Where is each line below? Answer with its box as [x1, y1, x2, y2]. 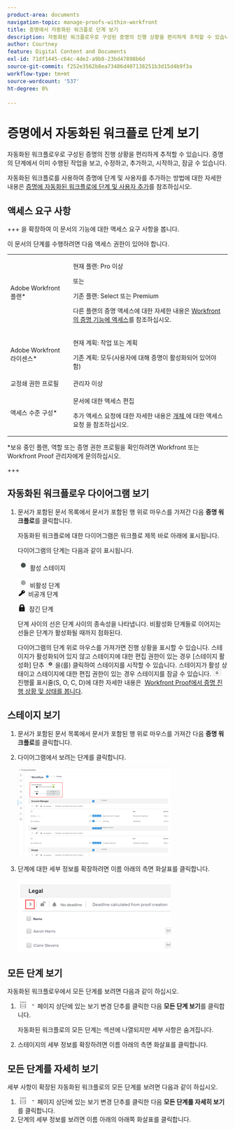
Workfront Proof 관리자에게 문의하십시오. [7, 452, 121, 460]
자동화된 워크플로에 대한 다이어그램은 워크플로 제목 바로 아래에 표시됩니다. [17, 531, 220, 539]
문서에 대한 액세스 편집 [73, 396, 135, 405]
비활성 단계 [29, 581, 61, 589]
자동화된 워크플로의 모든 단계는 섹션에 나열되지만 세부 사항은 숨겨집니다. [17, 1026, 214, 1034]
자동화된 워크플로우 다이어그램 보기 [7, 488, 150, 500]
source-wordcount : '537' [7, 78, 80, 85]
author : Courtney [7, 41, 58, 48]
